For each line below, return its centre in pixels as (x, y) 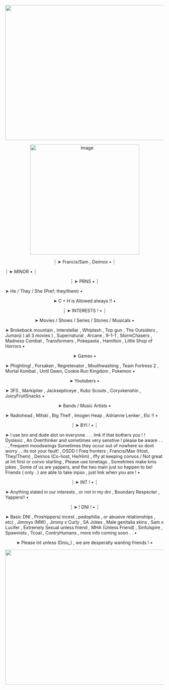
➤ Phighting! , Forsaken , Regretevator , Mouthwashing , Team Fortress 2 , (82, 366)
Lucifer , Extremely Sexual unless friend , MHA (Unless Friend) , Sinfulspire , (84, 527)
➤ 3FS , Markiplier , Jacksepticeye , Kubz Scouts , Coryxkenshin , (73, 391)
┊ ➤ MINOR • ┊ (21, 271)
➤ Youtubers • (84, 381)
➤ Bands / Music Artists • (84, 406)
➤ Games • (84, 356)
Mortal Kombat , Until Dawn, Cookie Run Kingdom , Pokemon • (70, 371)
